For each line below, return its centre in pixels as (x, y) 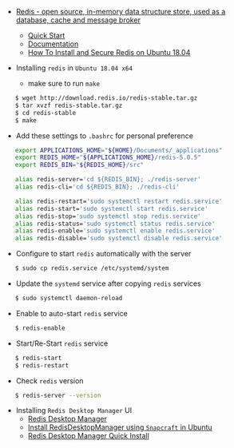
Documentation (53, 44)
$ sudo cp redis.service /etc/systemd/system (92, 268)
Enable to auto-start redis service (71, 313)
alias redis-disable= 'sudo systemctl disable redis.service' (119, 239)
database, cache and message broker (78, 20)
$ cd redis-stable (46, 113)
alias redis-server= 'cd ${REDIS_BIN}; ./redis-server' (108, 180)
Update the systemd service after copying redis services (108, 283)
